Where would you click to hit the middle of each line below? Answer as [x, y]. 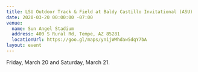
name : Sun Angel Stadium [43, 28]
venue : [14, 23]
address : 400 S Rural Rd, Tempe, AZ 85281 [66, 34]
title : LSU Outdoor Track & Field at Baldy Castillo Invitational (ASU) [100, 12]
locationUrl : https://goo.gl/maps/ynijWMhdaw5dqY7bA [79, 40]
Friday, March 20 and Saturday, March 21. [58, 62]
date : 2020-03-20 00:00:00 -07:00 [50, 17]
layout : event [24, 46]
